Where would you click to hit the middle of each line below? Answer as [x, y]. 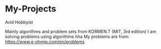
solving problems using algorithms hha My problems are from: [67, 37]
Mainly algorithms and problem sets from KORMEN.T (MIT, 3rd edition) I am [81, 31]
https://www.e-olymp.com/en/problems [45, 41]
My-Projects [31, 9]
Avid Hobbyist [19, 22]
